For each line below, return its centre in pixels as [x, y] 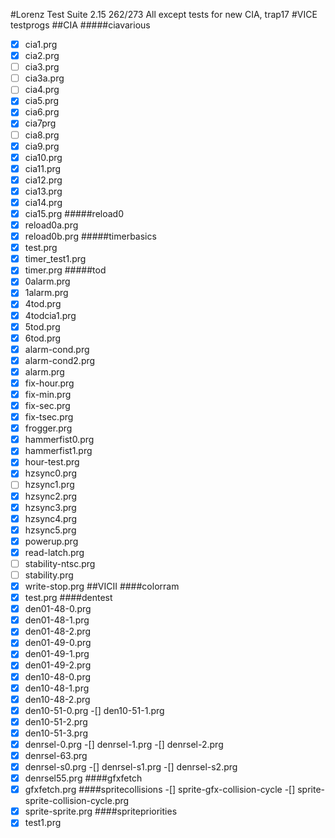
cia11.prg [43, 168]
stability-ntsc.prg [60, 563]
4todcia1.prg [50, 315]
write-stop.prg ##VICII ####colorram [102, 586]
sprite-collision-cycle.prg [77, 801]
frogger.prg [48, 428]
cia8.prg [42, 135]
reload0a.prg [51, 225]
